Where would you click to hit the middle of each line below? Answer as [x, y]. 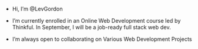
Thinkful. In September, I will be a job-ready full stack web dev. [91, 27]
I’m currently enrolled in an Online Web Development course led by [97, 21]
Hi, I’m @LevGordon [37, 9]
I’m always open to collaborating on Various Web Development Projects [102, 39]
